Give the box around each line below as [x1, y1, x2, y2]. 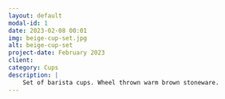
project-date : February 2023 [8, 49, 105, 57]
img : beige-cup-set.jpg [8, 34, 88, 42]
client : [8, 57, 34, 65]
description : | [8, 71, 59, 79]
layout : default [8, 11, 62, 20]
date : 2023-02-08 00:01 [8, 26, 88, 34]
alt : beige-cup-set [8, 42, 73, 49]
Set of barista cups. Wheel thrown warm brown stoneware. [22, 78, 219, 86]
